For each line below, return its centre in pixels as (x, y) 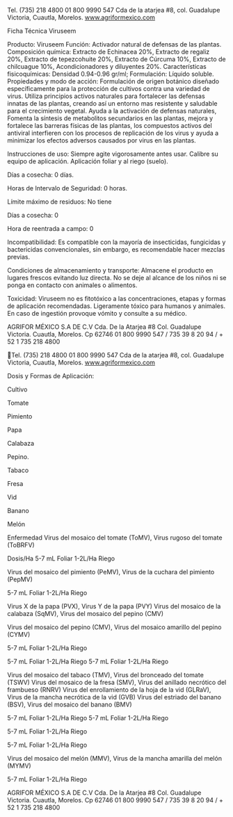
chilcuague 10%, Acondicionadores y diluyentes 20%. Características (107, 66)
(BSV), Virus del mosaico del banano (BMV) (70, 704)
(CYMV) (19, 634)
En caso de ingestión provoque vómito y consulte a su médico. (97, 313)
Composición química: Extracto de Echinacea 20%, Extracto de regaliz (109, 52)
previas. (19, 257)
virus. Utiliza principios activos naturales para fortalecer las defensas (106, 96)
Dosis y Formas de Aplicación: (51, 376)
